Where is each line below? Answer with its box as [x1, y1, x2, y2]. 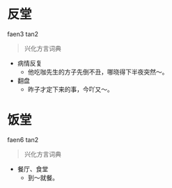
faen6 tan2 [7, 135, 39, 143]
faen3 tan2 [7, 29, 39, 38]
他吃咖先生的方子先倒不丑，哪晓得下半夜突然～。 [27, 68, 169, 76]
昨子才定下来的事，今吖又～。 [27, 85, 114, 93]
